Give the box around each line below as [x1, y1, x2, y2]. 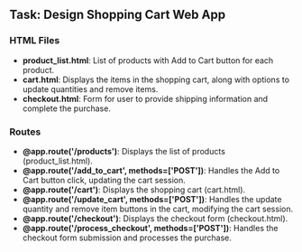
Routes [9, 126, 41, 138]
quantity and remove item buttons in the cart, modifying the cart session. [22, 203, 294, 214]
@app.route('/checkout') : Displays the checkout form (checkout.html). [22, 212, 288, 224]
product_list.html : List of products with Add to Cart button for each [22, 54, 274, 66]
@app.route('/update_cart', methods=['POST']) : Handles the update [22, 193, 282, 204]
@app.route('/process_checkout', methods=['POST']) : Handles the [22, 222, 279, 233]
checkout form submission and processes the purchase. [22, 232, 232, 243]
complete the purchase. [22, 103, 111, 114]
